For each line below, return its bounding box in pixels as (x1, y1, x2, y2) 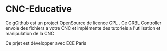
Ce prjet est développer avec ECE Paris (5, 40, 87, 46)
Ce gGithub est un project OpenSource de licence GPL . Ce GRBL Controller (5, 20, 162, 26)
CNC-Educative (5, 3, 72, 15)
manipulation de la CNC (5, 30, 54, 36)
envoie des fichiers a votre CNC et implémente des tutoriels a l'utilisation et (5, 25, 161, 31)
